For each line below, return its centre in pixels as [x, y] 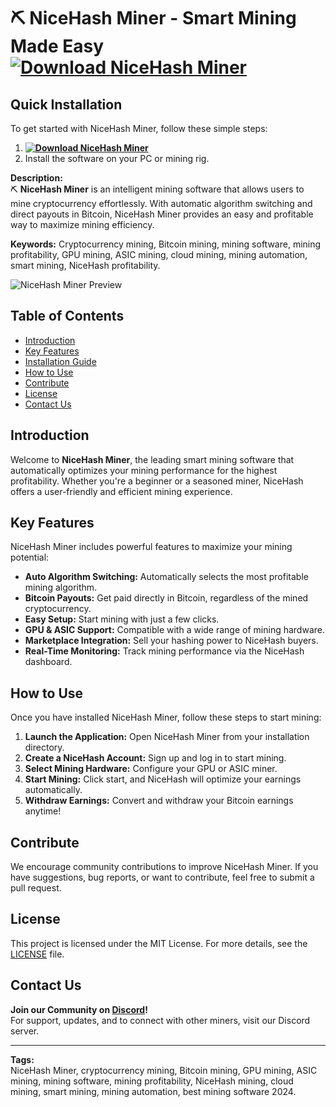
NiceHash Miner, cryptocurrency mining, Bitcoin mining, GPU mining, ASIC [164, 1070]
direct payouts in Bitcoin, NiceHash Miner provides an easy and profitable [162, 214]
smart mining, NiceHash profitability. [85, 265]
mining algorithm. [61, 587]
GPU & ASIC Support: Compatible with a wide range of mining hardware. [174, 630]
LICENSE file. [37, 954]
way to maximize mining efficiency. [82, 224]
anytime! [43, 811]
